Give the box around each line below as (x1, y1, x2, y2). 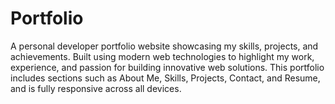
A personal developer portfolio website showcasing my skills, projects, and (10, 40, 319, 52)
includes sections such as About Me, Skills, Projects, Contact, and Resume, (10, 72, 321, 84)
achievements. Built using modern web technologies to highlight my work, (10, 50, 315, 62)
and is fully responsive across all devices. (10, 82, 182, 94)
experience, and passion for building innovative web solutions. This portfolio (10, 61, 325, 73)
